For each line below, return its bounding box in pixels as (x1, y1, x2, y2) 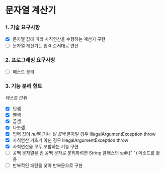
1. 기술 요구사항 (5, 24, 40, 31)
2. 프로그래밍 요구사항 (5, 56, 55, 63)
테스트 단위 (5, 95, 27, 101)
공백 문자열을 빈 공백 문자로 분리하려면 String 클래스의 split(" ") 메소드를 (12, 149, 155, 156)
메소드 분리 (12, 68, 35, 74)
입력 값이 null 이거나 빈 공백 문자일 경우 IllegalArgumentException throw (12, 131, 156, 137)
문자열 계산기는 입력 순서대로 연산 (12, 42, 79, 48)
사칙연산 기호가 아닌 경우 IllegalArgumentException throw (12, 137, 129, 143)
